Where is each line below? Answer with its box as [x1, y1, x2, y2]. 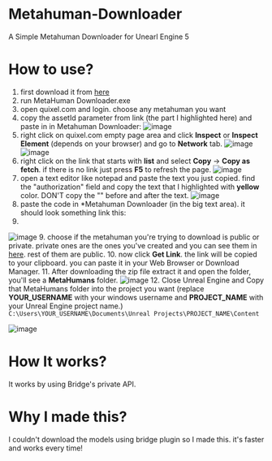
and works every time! [8, 443, 84, 453]
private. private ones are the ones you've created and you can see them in [8, 240, 257, 250]
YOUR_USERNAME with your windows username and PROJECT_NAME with [8, 292, 264, 302]
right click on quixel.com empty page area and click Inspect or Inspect [19, 130, 258, 140]
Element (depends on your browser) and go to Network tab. [19, 139, 223, 149]
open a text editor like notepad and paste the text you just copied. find [19, 173, 256, 183]
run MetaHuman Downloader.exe [19, 95, 132, 106]
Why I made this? [8, 407, 127, 426]
